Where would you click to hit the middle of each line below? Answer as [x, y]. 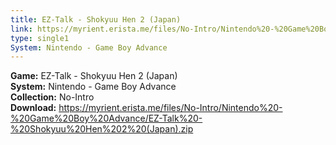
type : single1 [40, 38]
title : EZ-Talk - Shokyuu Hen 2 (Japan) [96, 19]
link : [21, 29]
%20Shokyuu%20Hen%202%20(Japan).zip [102, 129]
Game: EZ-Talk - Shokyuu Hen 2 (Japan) [94, 76]
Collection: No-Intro [52, 97]
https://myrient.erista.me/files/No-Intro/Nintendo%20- [170, 108]
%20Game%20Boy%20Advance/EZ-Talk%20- [106, 118]
